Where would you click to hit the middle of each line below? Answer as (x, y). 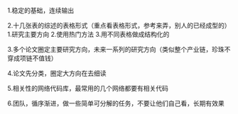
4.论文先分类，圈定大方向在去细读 (57, 73)
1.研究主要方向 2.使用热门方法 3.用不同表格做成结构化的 (88, 34)
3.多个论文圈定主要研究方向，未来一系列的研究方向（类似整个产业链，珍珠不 (119, 49)
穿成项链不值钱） (32, 58)
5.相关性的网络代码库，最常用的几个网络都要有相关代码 (88, 88)
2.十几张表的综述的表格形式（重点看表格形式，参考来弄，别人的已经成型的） (119, 25)
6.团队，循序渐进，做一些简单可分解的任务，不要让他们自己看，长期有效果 (116, 103)
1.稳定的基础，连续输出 (41, 10)
